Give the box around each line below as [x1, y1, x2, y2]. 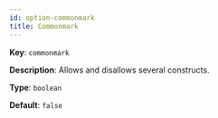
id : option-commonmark [9, 13, 95, 23]
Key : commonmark [9, 46, 70, 57]
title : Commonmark [9, 22, 79, 31]
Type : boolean [9, 82, 62, 93]
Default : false [9, 99, 63, 110]
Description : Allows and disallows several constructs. [9, 64, 210, 75]
